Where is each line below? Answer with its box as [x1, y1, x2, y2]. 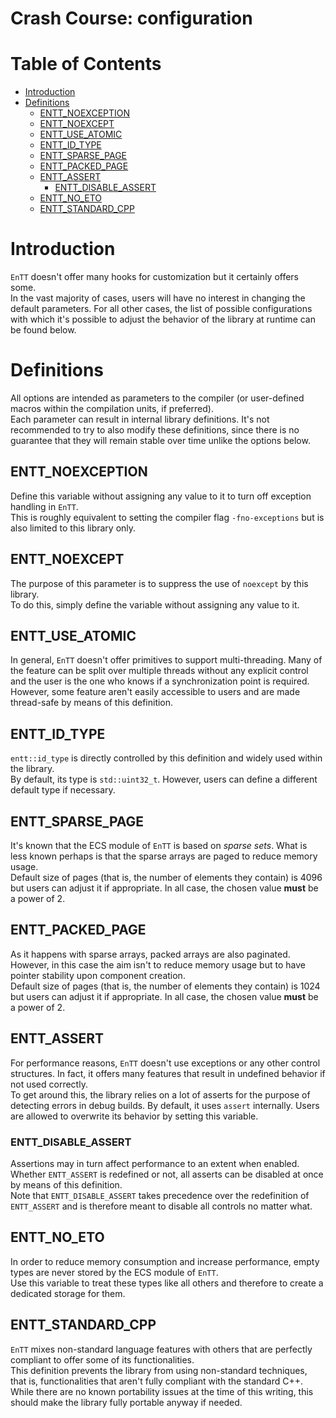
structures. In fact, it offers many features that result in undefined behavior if [10, 1067, 326, 1079]
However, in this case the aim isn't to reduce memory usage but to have [10, 958, 306, 971]
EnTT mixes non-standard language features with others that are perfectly [10, 1343, 313, 1355]
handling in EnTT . [10, 500, 79, 512]
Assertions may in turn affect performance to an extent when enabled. [10, 1157, 300, 1169]
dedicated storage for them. [10, 1287, 126, 1299]
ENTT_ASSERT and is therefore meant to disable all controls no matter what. [10, 1200, 313, 1212]
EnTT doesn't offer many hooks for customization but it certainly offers [10, 271, 300, 283]
